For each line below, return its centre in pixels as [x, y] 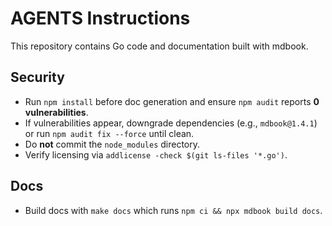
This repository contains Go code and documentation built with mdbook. [159, 46]
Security [37, 77]
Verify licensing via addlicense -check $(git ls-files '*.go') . [156, 154]
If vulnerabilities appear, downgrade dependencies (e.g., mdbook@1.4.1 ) [171, 123]
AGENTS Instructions [100, 18]
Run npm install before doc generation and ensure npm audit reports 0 [172, 101]
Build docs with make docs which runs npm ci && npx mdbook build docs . [173, 210]
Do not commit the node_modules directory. [112, 144]
